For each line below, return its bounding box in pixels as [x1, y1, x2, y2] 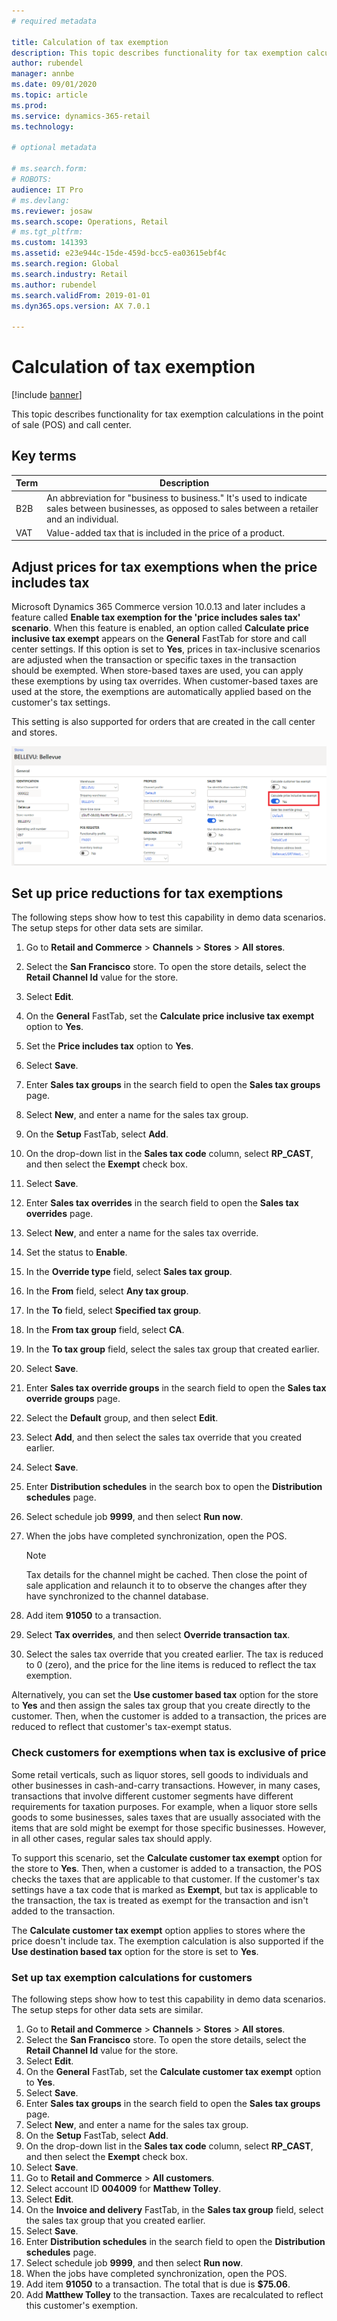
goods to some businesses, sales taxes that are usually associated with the [11, 1811, 321, 1823]
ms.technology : [11, 121, 75, 132]
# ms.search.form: [11, 164, 88, 174]
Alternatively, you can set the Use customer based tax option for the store [11, 1689, 319, 1701]
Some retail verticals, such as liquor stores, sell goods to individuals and [11, 1768, 309, 1780]
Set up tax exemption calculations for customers [11, 1970, 253, 1984]
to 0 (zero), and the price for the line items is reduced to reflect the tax [25, 1659, 317, 1671]
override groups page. [25, 1393, 121, 1405]
